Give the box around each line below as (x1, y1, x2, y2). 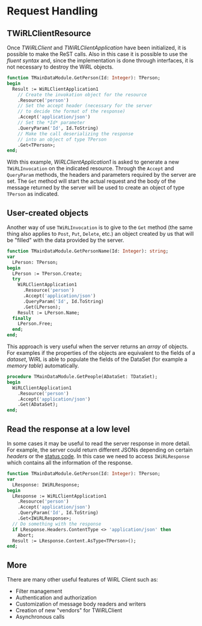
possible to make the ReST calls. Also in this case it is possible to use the (7, 51, 188, 58)
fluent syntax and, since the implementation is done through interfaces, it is (7, 57, 194, 64)
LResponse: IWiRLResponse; (12, 482, 80, 488)
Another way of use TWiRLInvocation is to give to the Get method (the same (7, 224, 193, 231)
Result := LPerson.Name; (17, 310, 80, 316)
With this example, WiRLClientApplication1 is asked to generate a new (7, 158, 179, 166)
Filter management (15, 588, 63, 595)
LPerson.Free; (17, 321, 53, 327)
